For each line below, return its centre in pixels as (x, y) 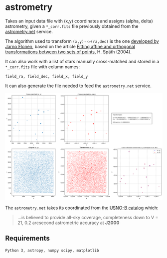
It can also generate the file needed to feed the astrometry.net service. (79, 86)
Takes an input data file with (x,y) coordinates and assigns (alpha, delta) (79, 21)
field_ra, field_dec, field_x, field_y (47, 76)
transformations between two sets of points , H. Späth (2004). (69, 52)
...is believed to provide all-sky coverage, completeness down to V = (88, 217)
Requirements (27, 238)
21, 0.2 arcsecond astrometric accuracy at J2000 (68, 223)
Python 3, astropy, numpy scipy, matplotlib (52, 251)
